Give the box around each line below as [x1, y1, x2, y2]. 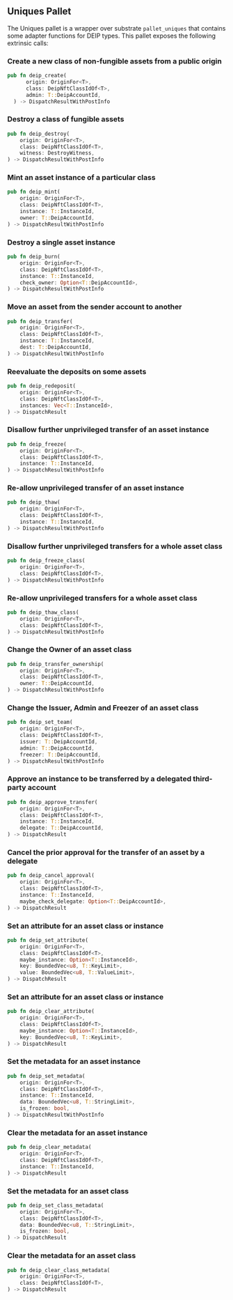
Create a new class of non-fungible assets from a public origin [7, 56, 223, 65]
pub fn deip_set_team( [7, 719, 73, 726]
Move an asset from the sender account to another [7, 302, 182, 312]
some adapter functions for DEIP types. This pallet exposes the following [7, 31, 216, 40]
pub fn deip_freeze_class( [7, 557, 86, 564]
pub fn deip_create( [7, 72, 67, 79]
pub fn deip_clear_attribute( [7, 1008, 95, 1015]
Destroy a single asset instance [7, 237, 116, 247]
